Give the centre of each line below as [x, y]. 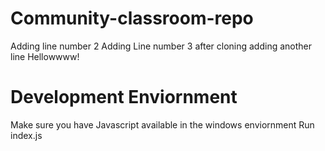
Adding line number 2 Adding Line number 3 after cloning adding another [161, 46]
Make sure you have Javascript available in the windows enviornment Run [162, 124]
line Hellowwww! [45, 56]
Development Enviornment [124, 97]
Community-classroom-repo [132, 18]
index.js [26, 135]
